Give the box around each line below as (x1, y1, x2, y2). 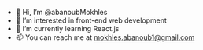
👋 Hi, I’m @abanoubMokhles (15, 8, 108, 16)
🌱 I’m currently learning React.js (15, 24, 120, 33)
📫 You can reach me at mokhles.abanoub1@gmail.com (15, 33, 195, 42)
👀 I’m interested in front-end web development (15, 16, 168, 25)
